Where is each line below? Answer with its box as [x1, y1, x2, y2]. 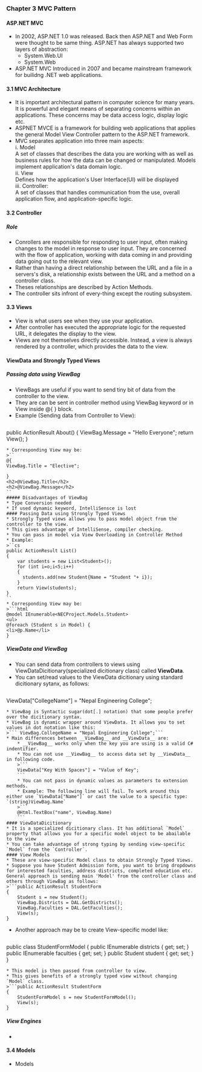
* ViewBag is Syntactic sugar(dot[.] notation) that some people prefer [6, 708, 194, 714]
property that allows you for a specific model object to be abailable [6, 830, 191, 837]
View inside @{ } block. [15, 405, 74, 413]
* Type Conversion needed [6, 500, 71, 506]
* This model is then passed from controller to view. [6, 968, 148, 974]
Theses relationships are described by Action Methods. [15, 283, 153, 290]
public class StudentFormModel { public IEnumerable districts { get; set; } [6, 943, 189, 950]
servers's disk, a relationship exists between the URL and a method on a [15, 270, 195, 278]
